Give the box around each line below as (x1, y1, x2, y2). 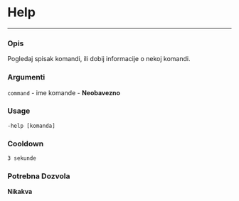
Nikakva (7, 188, 33, 196)
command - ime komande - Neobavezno (7, 88, 121, 97)
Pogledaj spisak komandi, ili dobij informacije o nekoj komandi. (7, 55, 191, 63)
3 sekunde (7, 155, 37, 162)
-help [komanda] (7, 122, 55, 129)
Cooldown (7, 138, 44, 148)
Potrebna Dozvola (7, 171, 70, 181)
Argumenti (7, 72, 46, 82)
